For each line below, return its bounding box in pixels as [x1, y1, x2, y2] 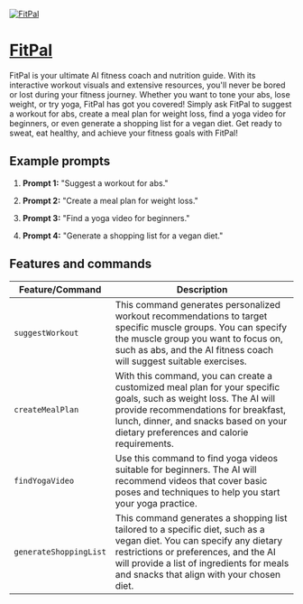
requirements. [115, 437, 174, 450]
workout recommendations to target [115, 310, 268, 322]
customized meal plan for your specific [115, 380, 280, 393]
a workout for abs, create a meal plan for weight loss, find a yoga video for [9, 108, 287, 119]
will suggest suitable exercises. [115, 355, 247, 367]
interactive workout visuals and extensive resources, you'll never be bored [9, 79, 286, 90]
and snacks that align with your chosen [115, 568, 281, 581]
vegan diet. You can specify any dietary [115, 534, 282, 546]
